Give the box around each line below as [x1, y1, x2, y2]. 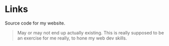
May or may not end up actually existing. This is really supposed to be [17, 29, 164, 35]
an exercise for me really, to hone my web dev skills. [17, 35, 127, 41]
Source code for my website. [5, 20, 66, 26]
